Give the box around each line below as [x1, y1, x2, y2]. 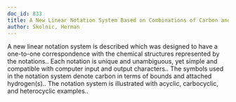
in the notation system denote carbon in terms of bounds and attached [7, 72, 212, 80]
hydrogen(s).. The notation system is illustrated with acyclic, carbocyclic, [7, 80, 219, 88]
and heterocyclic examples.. [7, 87, 89, 95]
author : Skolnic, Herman [7, 23, 80, 30]
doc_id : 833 [7, 10, 42, 17]
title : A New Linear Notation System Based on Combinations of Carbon [7, 17, 218, 24]
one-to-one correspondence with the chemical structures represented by [7, 50, 220, 58]
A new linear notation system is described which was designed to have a [7, 43, 218, 51]
